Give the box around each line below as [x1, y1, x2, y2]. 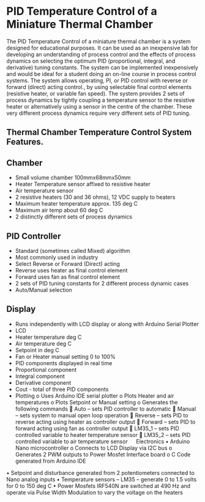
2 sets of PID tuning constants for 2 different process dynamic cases [15, 279, 189, 287]
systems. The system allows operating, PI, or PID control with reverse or [6, 77, 188, 84]
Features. [6, 137, 44, 147]
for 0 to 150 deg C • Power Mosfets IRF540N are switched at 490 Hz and [6, 482, 191, 489]
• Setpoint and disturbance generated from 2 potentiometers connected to [6, 469, 195, 476]
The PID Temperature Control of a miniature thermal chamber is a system [6, 37, 191, 45]
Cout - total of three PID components [15, 385, 109, 393]
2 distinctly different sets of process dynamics [15, 213, 133, 220]
